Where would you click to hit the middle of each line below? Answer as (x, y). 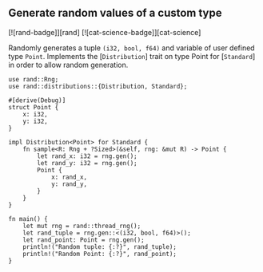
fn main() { (28, 219)
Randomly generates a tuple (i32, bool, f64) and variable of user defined (131, 48)
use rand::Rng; (34, 79)
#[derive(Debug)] (37, 100)
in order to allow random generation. (68, 65)
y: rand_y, (69, 184)
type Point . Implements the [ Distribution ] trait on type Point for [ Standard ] (132, 56)
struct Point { (34, 107)
